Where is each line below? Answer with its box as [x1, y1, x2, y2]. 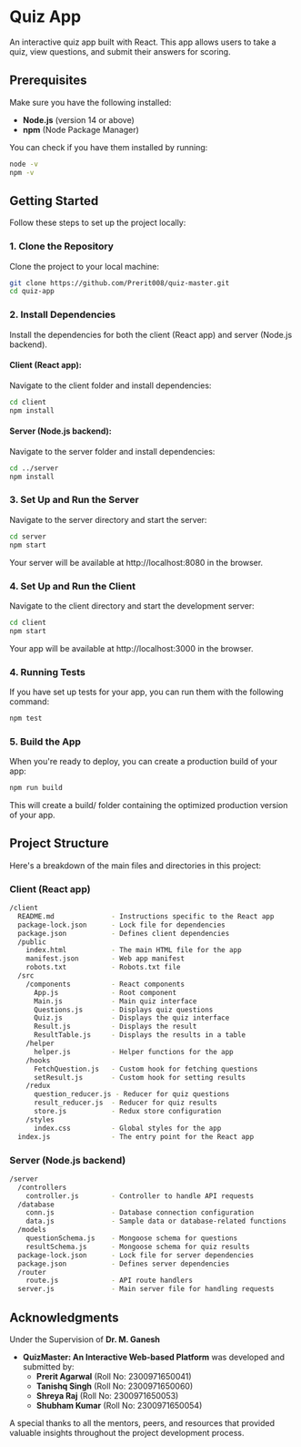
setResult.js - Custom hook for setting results [33, 1072, 246, 1082]
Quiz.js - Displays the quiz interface [33, 1013, 230, 1022]
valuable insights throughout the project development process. [9, 1427, 245, 1438]
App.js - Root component [33, 988, 177, 997]
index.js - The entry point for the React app [17, 1132, 255, 1141]
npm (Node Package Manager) [22, 124, 139, 135]
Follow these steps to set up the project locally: [9, 217, 186, 229]
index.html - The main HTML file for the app [25, 946, 243, 955]
